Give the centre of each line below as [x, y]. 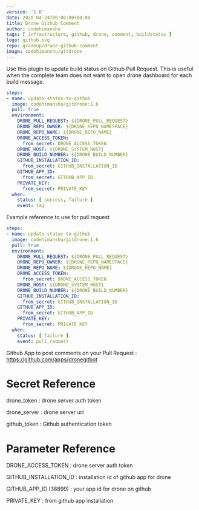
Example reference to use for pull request [58, 217]
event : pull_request [43, 341]
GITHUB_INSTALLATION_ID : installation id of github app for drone [89, 477]
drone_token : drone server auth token [54, 401]
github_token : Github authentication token [59, 424]
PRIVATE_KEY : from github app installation [60, 501]
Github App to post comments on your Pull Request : [72, 353]
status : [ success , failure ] [55, 200]
